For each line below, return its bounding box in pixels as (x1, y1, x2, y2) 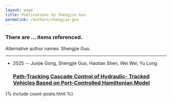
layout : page (5, 7, 33, 13)
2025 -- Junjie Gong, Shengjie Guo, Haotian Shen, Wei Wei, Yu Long (12, 60, 157, 66)
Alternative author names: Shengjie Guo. (5, 45, 91, 52)
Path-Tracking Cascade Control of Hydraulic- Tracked (12, 72, 150, 80)
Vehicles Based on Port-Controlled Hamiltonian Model (12, 79, 150, 86)
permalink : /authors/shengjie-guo (5, 17, 79, 22)
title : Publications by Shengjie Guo (5, 12, 86, 17)
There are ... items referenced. (5, 34, 83, 41)
